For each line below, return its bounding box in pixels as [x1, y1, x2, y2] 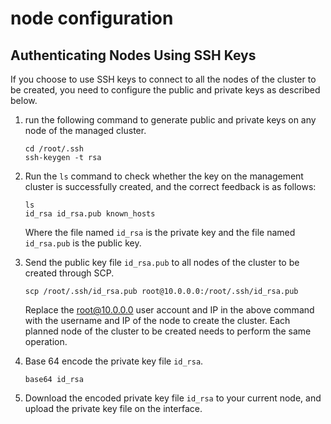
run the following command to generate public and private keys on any [24, 114, 317, 126]
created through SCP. [24, 267, 115, 279]
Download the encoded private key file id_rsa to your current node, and [24, 392, 322, 404]
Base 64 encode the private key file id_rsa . [24, 355, 204, 367]
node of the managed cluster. [24, 125, 147, 136]
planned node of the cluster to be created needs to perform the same [24, 325, 312, 337]
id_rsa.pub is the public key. [24, 237, 142, 249]
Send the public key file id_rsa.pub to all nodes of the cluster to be [24, 257, 300, 268]
